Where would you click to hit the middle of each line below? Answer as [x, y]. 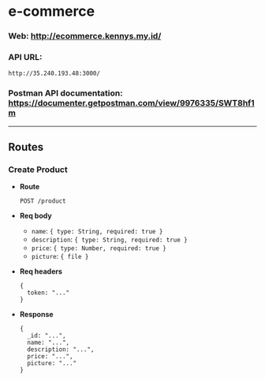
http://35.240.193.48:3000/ [54, 73]
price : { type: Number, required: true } [99, 248]
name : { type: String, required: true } [97, 231]
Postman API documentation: [66, 93]
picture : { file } [60, 256]
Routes [26, 147]
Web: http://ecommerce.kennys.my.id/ [85, 36]
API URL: [25, 58]
